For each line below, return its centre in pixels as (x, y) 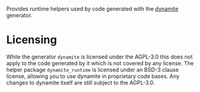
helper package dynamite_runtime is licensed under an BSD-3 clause (92, 69)
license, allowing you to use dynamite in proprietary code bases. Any (93, 76)
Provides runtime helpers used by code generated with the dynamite (92, 9)
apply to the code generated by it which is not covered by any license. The (100, 63)
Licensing (32, 40)
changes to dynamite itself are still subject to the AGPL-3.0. (81, 82)
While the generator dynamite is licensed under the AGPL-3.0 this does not (100, 57)
